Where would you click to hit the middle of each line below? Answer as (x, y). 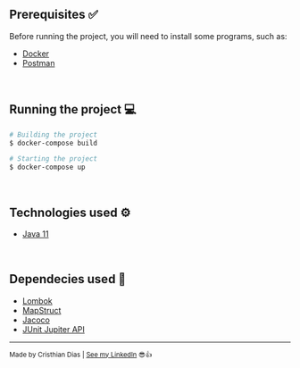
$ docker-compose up (48, 167)
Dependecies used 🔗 (68, 279)
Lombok (37, 301)
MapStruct (42, 310)
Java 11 (35, 234)
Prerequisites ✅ (54, 15)
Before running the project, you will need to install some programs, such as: (148, 36)
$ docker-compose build (54, 143)
